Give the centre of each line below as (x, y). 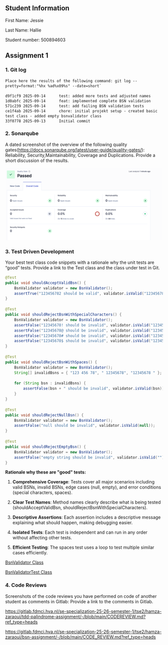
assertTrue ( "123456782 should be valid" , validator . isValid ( (79, 293)
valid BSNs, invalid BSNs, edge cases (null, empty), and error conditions (87, 487)
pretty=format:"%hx (25, 86)
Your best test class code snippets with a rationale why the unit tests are (80, 262)
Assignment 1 (27, 55)
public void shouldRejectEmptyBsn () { (45, 447)
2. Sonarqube (22, 133)
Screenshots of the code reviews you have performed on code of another (81, 596)
